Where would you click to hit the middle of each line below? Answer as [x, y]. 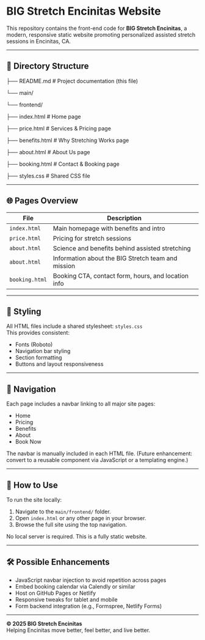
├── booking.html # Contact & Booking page [63, 164]
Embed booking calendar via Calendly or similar [75, 586]
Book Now [28, 442]
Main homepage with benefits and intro [109, 228]
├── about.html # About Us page [48, 152]
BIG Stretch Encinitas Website [84, 11]
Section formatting [38, 358]
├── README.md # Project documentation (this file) [72, 81]
